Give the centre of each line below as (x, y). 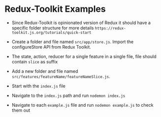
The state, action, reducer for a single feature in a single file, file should (84, 56)
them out (21, 110)
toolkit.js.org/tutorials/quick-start (51, 32)
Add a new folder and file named (45, 71)
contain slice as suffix (35, 61)
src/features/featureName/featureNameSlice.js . (61, 76)
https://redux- (110, 28)
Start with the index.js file (39, 86)
